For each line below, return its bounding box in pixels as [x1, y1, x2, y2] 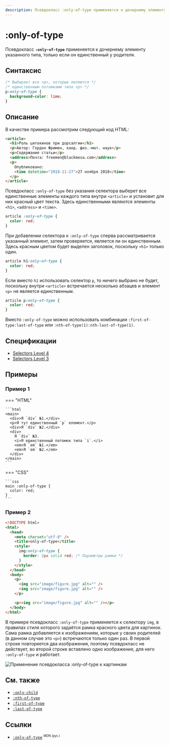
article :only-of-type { [5, 214, 58, 219]
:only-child [12, 690, 38, 696]
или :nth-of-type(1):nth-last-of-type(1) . [45, 322, 135, 328]
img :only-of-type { [18, 549, 60, 554]
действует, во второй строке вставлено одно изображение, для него [5, 646, 155, 652]
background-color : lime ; [10, 94, 62, 99]
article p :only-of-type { [5, 298, 60, 303]
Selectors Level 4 [12, 350, 49, 356]
